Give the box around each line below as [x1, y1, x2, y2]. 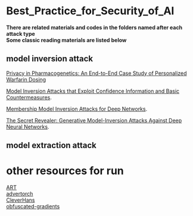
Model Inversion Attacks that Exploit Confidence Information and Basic [6, 87, 180, 95]
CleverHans [6, 196, 35, 204]
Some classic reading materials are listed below [6, 36, 127, 43]
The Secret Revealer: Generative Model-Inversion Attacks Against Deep [6, 117, 182, 124]
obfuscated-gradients [6, 203, 60, 210]
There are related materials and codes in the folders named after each [6, 24, 183, 31]
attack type [6, 30, 36, 37]
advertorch [6, 190, 33, 198]
